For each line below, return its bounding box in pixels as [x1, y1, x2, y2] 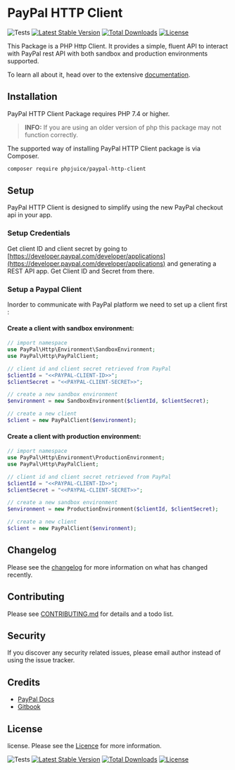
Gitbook [17, 702, 41, 711]
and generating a [167, 259, 217, 268]
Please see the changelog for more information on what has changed [7, 563, 208, 571]
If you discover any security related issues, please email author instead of [7, 648, 222, 657]
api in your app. [7, 211, 53, 219]
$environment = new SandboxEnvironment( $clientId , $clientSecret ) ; [7, 397, 210, 405]
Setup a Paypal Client [7, 284, 82, 294]
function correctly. [24, 130, 79, 139]
